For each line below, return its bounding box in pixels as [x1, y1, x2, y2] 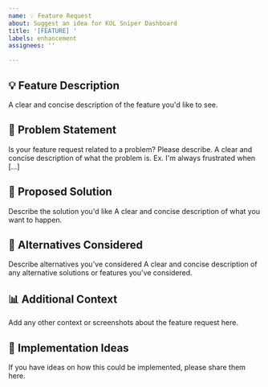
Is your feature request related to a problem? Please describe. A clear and [8, 144, 253, 154]
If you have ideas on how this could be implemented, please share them [8, 363, 246, 372]
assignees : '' [8, 42, 56, 50]
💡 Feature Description [8, 78, 120, 93]
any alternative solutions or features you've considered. [8, 268, 193, 278]
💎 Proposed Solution [8, 185, 112, 199]
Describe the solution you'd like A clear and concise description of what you [8, 206, 261, 216]
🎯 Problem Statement [8, 123, 117, 137]
